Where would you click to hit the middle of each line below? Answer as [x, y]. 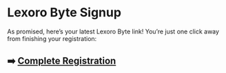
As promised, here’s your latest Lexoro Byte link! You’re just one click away [113, 31]
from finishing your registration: [52, 38]
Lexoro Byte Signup [64, 13]
